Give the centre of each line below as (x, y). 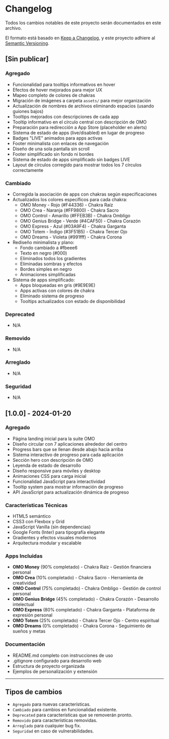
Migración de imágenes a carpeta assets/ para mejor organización (82, 100)
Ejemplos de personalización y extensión (55, 671)
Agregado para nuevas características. (52, 704)
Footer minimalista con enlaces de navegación (61, 143)
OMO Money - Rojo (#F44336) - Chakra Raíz (66, 205)
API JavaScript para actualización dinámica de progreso (71, 492)
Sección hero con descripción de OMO (53, 460)
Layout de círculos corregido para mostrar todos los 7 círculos (77, 165)
